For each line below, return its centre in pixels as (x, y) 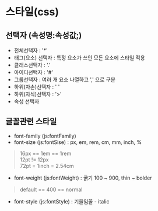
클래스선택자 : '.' (32, 65)
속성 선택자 (27, 101)
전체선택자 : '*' (31, 50)
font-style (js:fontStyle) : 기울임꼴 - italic (62, 201)
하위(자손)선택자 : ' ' (37, 87)
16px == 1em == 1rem (45, 153)
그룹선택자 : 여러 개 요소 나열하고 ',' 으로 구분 (65, 80)
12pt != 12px (34, 159)
